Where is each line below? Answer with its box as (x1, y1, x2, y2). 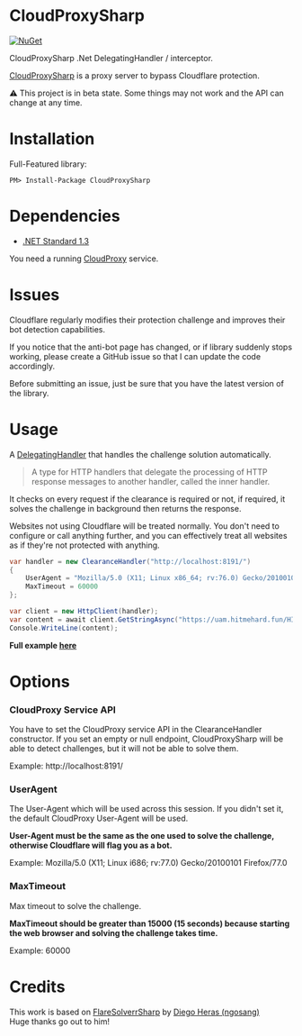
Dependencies (9, 206, 120, 226)
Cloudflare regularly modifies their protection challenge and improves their (9, 314, 286, 325)
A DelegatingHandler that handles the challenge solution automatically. (9, 449, 271, 459)
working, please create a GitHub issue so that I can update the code (9, 350, 262, 361)
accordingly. (9, 360, 56, 371)
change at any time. (9, 96, 83, 108)
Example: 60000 (9, 945, 71, 956)
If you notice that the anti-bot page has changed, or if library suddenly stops (9, 341, 293, 352)
